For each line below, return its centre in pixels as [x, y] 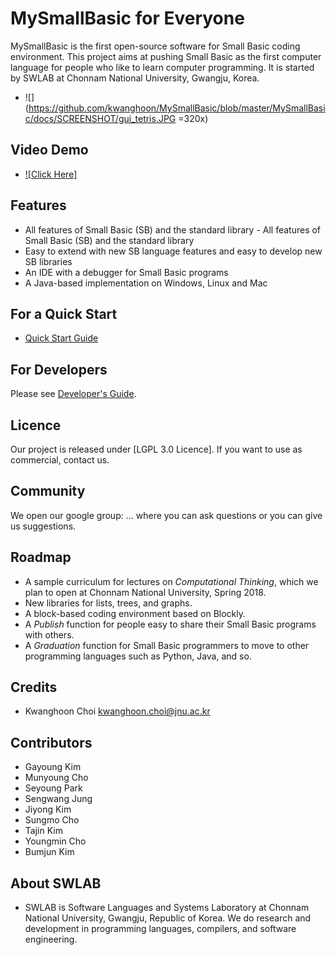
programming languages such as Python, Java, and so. [138, 656]
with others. [49, 634]
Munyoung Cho [56, 778]
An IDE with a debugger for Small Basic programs [126, 272]
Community [48, 491]
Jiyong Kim [48, 809]
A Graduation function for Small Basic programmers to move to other [167, 645]
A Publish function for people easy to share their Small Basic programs [170, 624]
